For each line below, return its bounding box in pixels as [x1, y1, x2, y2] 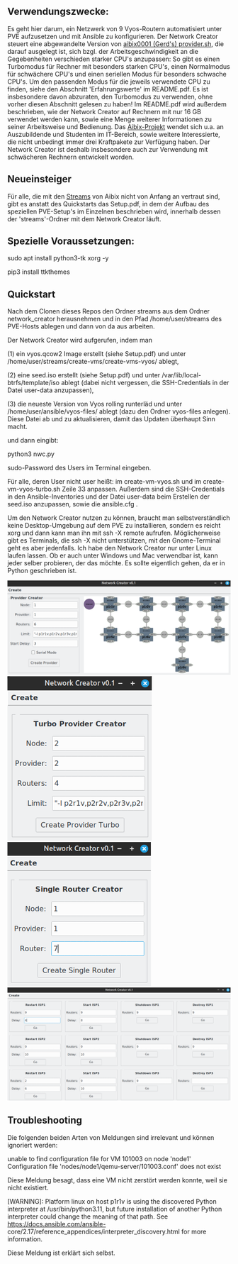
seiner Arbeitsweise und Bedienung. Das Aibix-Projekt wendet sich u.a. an [7, 122, 225, 131]
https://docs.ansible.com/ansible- [7, 1219, 106, 1228]
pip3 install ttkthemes [7, 267, 71, 276]
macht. [7, 422, 28, 431]
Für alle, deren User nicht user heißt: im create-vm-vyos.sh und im [7, 477, 202, 486]
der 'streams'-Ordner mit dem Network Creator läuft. [7, 214, 161, 223]
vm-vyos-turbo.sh [7, 485, 61, 494]
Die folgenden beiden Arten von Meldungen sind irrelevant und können [7, 1133, 215, 1141]
